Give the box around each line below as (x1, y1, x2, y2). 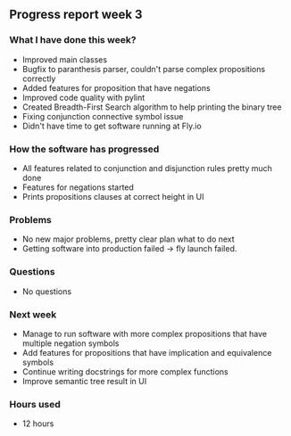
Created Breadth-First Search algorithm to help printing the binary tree (21, 102, 282, 112)
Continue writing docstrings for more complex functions (21, 366, 229, 377)
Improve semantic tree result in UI (21, 375, 147, 386)
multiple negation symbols (21, 338, 120, 349)
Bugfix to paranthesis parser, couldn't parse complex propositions (21, 63, 266, 74)
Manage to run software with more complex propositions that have (21, 328, 268, 339)
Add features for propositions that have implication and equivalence (21, 347, 272, 358)
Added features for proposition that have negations (21, 82, 212, 93)
